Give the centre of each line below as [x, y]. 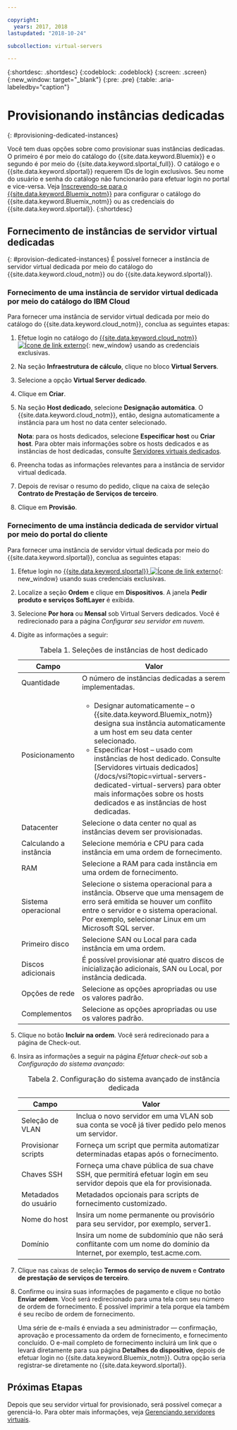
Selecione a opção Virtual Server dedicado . [82, 380]
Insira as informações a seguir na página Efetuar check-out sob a [113, 1056]
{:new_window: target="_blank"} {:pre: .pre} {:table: [82, 80]
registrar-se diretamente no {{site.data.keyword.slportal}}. [102, 1365]
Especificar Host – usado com [144, 749]
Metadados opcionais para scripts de [138, 1195]
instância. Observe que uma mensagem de [153, 893]
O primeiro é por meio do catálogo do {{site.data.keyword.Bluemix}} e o [111, 157]
